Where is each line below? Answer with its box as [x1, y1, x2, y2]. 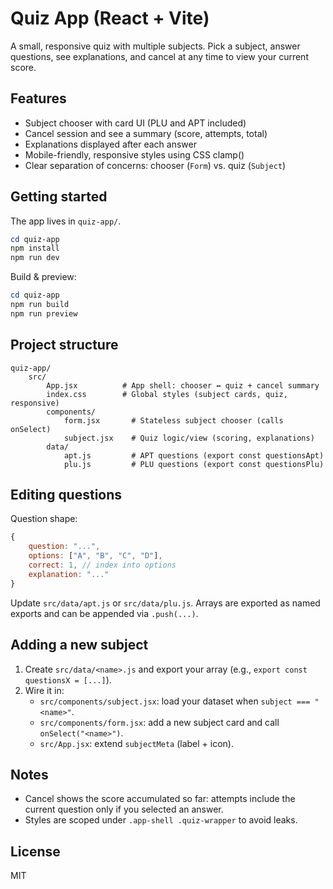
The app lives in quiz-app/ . [10, 215, 122, 227]
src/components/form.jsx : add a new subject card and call [39, 716, 280, 728]
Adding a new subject [10, 637, 149, 654]
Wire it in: [24, 684, 65, 696]
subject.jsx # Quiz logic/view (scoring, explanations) [63, 433, 315, 443]
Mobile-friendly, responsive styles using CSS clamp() [24, 148, 245, 161]
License [10, 843, 61, 860]
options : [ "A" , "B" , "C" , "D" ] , [28, 551, 163, 561]
